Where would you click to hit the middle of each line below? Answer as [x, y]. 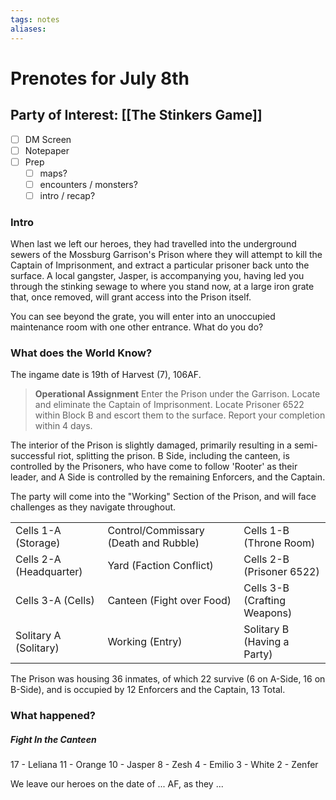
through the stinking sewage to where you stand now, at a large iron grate [162, 287]
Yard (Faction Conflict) [160, 566]
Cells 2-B [266, 559]
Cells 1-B [266, 531]
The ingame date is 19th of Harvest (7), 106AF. [106, 375]
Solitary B [266, 629]
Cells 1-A [38, 531]
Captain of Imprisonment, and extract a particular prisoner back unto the [160, 265]
